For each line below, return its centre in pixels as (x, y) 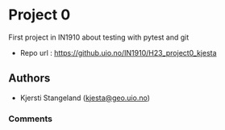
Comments (30, 119)
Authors (29, 78)
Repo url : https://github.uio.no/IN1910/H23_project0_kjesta (118, 52)
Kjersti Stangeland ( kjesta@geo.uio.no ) (85, 98)
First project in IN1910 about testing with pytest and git (99, 37)
